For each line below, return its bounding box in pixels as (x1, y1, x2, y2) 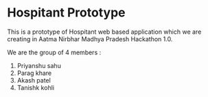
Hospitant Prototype (7, 5, 126, 21)
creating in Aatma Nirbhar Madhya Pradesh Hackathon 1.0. (7, 34, 173, 43)
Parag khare (16, 69, 52, 77)
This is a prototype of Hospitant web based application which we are (7, 28, 202, 36)
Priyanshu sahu (16, 61, 62, 69)
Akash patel (16, 76, 51, 84)
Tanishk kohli (16, 83, 55, 91)
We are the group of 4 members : (7, 48, 102, 56)
